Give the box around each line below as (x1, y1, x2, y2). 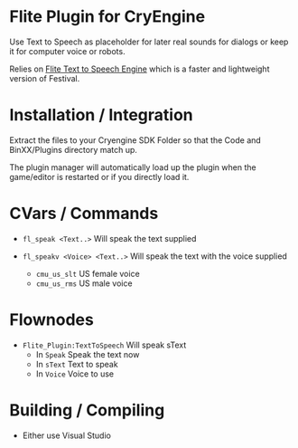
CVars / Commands (9, 204, 159, 224)
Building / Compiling (9, 400, 165, 420)
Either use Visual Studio (22, 430, 111, 441)
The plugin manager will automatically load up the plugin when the (9, 161, 256, 173)
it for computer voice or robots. (9, 45, 126, 56)
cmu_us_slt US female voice (35, 268, 140, 279)
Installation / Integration (9, 105, 193, 126)
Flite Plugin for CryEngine (9, 6, 206, 27)
